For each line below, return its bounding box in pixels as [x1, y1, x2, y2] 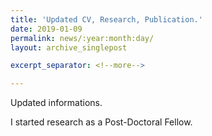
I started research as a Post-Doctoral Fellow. [10, 116, 193, 128]
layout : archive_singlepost [10, 42, 128, 53]
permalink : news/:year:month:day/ [10, 33, 155, 43]
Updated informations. [10, 97, 103, 109]
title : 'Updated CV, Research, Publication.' [10, 14, 203, 25]
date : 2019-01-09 [10, 24, 83, 34]
